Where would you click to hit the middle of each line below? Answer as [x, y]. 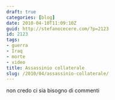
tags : [13, 40]
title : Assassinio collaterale [45, 68]
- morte [16, 57]
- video [16, 62]
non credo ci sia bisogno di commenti [53, 90]
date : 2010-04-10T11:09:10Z [42, 23]
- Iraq [14, 51]
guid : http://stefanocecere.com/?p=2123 [58, 29]
